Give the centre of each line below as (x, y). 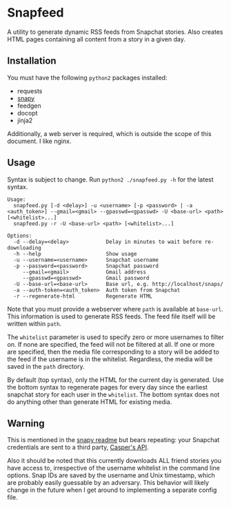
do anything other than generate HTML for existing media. (90, 401)
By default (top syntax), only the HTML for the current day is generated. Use (115, 380)
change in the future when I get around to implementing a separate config (112, 490)
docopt (27, 113)
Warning (26, 423)
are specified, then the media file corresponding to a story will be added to (113, 352)
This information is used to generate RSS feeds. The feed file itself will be (111, 316)
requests (30, 90)
